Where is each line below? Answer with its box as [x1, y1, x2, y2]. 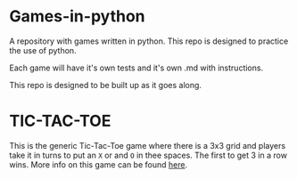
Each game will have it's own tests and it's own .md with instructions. [9, 62, 264, 73]
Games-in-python [9, 6, 145, 27]
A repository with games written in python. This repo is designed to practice [9, 36, 289, 46]
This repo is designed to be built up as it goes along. [9, 79, 202, 90]
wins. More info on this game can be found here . [9, 159, 188, 170]
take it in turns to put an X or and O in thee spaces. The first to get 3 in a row [9, 150, 288, 160]
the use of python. [9, 45, 78, 55]
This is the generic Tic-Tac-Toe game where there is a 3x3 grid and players [9, 140, 286, 151]
